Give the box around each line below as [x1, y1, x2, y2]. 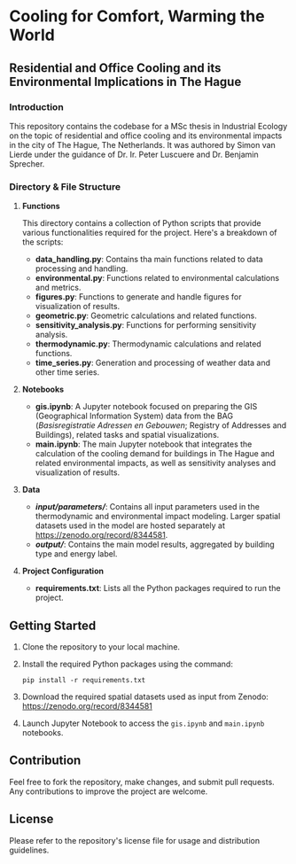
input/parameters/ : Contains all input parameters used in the [35, 502, 260, 512]
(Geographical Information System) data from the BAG [35, 410, 233, 422]
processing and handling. [35, 263, 129, 274]
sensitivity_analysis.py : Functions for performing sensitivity [35, 320, 257, 331]
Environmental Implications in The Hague [9, 74, 242, 90]
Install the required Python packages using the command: [21, 658, 233, 669]
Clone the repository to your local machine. [21, 641, 180, 652]
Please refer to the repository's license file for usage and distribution [9, 835, 260, 845]
